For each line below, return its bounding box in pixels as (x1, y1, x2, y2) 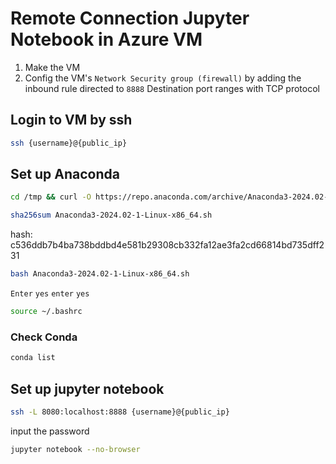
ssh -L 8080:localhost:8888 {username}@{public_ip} (10, 407, 230, 417)
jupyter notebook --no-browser (10, 444, 141, 454)
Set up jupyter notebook (10, 380, 165, 397)
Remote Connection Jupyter (10, 7, 250, 30)
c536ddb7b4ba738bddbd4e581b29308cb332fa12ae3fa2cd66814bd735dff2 (10, 239, 325, 251)
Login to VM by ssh (10, 112, 133, 129)
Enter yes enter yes (10, 289, 90, 299)
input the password (10, 425, 90, 437)
